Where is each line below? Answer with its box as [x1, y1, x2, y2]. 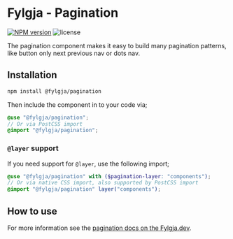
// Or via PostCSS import [7, 120, 83, 127]
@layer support [7, 143, 59, 153]
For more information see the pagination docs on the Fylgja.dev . [7, 224, 192, 232]
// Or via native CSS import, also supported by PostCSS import [7, 180, 199, 187]
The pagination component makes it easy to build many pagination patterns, [7, 41, 227, 50]
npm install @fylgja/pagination [7, 87, 101, 95]
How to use [7, 205, 57, 217]
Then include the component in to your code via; [7, 100, 148, 109]
